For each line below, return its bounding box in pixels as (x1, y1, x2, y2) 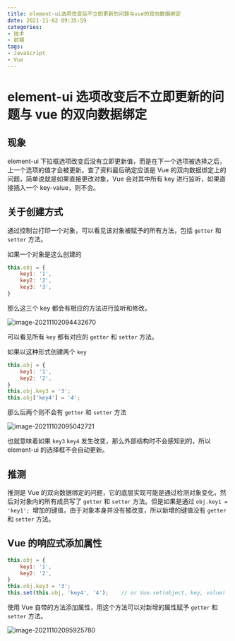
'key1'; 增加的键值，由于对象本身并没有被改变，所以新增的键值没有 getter (7, 506, 227, 514)
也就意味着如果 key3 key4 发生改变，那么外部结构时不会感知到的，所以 (7, 437, 212, 445)
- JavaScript (7, 50, 46, 57)
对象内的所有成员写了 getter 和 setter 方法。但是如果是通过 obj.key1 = (19, 497, 228, 505)
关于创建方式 (7, 206, 64, 218)
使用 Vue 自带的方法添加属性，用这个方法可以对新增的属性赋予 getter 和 (7, 603, 218, 611)
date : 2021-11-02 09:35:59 (7, 17, 87, 24)
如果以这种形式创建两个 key (7, 347, 87, 356)
